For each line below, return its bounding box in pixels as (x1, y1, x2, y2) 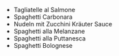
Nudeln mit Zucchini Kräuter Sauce (13, 20, 113, 28)
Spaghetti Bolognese (13, 42, 73, 49)
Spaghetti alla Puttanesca (13, 34, 86, 43)
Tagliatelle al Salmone (13, 6, 75, 13)
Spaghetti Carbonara (13, 13, 73, 21)
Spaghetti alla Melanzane (13, 27, 85, 35)
